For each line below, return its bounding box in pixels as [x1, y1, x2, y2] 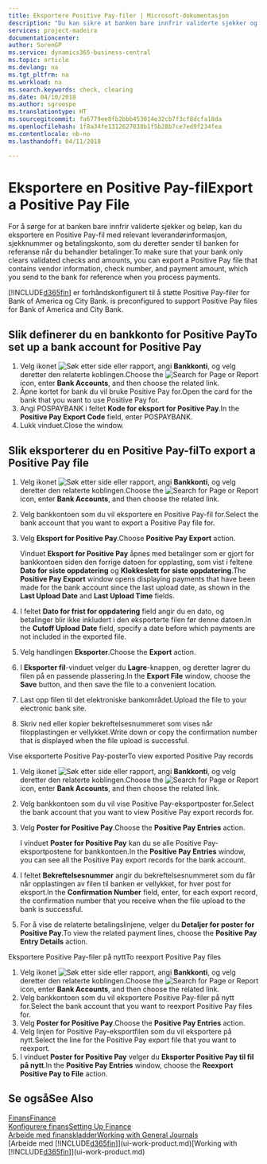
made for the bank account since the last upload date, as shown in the [19, 582, 250, 593]
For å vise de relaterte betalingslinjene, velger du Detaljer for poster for [19, 920, 255, 929]
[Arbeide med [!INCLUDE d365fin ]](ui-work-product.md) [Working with [8, 1139, 238, 1148]
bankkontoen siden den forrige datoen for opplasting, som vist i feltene [19, 558, 253, 567]
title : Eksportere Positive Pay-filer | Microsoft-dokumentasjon [8, 11, 229, 20]
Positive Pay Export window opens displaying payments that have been [19, 574, 256, 584]
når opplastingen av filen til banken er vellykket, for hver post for [19, 879, 232, 889]
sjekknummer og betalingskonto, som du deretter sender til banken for [8, 239, 239, 248]
